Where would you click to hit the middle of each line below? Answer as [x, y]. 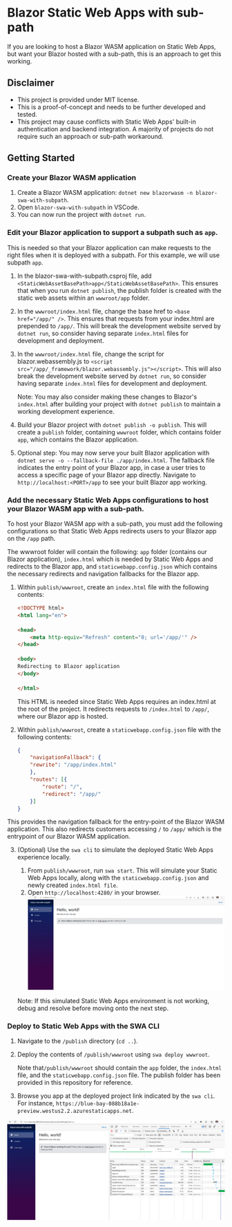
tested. [27, 114]
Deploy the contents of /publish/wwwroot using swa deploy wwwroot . [113, 1054]
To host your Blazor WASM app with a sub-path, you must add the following [115, 524]
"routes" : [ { [49, 780]
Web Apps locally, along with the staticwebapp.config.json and [118, 878]
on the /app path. [31, 539]
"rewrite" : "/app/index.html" [73, 765]
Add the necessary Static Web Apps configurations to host [108, 500]
